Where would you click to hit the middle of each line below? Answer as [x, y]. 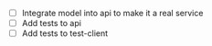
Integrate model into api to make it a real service [112, 13]
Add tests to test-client [65, 33]
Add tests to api [51, 23]
